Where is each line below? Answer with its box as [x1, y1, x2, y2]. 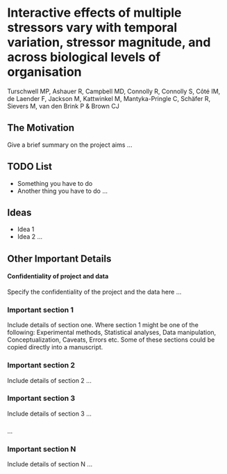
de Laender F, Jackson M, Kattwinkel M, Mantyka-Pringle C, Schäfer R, [7, 94, 211, 102]
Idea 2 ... [17, 232, 43, 241]
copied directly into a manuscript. [7, 343, 103, 351]
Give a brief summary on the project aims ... [7, 141, 133, 149]
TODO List [7, 161, 52, 173]
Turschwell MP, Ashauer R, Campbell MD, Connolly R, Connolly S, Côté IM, [7, 87, 221, 95]
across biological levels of [7, 49, 161, 65]
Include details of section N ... [7, 460, 92, 468]
